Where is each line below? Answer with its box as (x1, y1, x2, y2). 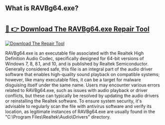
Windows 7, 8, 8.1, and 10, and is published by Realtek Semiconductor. (5, 61, 149, 66)
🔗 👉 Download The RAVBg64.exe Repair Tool (5, 24, 150, 33)
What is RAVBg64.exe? (5, 4, 79, 12)
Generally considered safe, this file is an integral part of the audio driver (5, 66, 153, 72)
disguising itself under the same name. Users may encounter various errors (5, 82, 161, 88)
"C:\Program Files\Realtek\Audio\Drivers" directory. (5, 114, 111, 119)
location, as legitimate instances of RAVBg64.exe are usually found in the (5, 108, 156, 114)
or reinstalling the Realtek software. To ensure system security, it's (5, 98, 142, 104)
